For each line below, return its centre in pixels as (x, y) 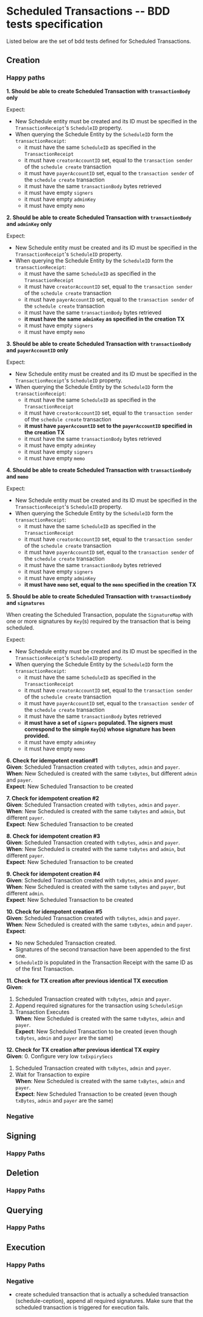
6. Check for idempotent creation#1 (52, 760)
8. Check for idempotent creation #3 (53, 836)
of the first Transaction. (45, 968)
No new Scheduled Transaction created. (66, 943)
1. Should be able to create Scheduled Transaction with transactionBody (98, 91)
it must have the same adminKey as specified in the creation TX (104, 319)
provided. (37, 735)
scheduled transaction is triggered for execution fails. (82, 1307)
